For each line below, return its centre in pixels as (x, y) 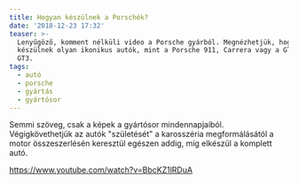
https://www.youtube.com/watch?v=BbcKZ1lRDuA (101, 170)
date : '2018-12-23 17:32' (57, 26)
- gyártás (35, 91)
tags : (19, 67)
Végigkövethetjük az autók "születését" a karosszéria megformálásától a (141, 134)
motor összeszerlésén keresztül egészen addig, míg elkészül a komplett (141, 143)
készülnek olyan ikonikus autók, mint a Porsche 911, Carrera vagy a (148, 50)
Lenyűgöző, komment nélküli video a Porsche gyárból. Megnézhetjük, (146, 42)
